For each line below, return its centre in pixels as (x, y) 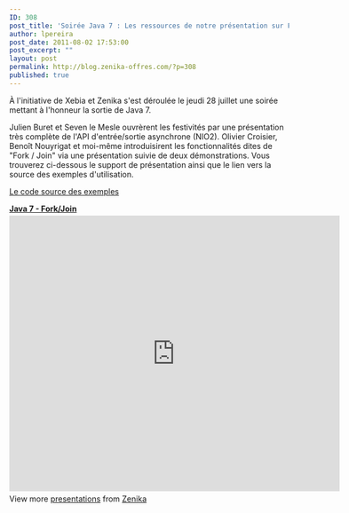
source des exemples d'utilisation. (72, 174)
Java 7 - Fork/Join (43, 209)
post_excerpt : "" (41, 51)
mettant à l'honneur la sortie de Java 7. (80, 110)
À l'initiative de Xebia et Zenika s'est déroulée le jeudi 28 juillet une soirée (143, 100)
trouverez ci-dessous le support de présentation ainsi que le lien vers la (140, 164)
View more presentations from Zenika (78, 499)
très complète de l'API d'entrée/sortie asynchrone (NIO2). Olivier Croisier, (143, 136)
